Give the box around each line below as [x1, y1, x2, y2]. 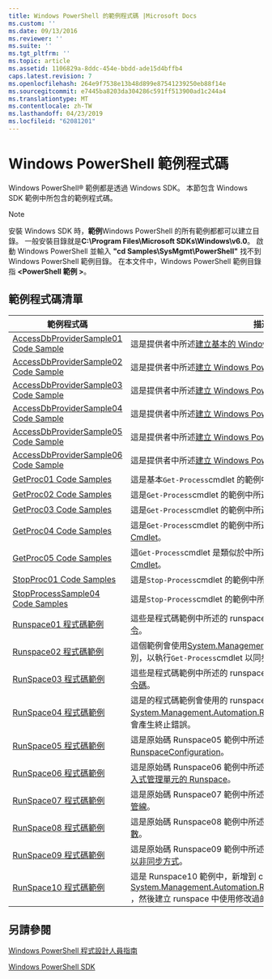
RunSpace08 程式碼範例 [12, 822, 105, 833]
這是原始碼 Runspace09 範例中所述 [130, 843, 265, 854]
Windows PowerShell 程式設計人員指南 [8, 946, 138, 956]
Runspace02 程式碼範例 [12, 645, 104, 657]
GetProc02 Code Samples [12, 488, 112, 500]
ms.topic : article [8, 57, 70, 66]
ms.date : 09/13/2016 [8, 27, 79, 35]
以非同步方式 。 [130, 855, 188, 866]
